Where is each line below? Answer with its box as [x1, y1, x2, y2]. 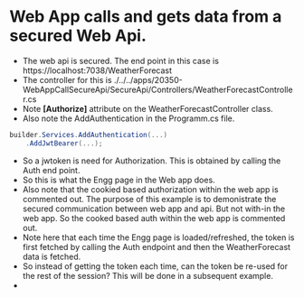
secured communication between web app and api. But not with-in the [22, 203, 286, 214]
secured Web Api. [9, 25, 147, 46]
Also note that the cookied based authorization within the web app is [22, 183, 279, 195]
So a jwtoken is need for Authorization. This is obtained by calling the [22, 155, 281, 166]
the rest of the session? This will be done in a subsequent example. [22, 270, 274, 281]
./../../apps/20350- [113, 74, 183, 85]
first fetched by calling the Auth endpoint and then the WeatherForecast [22, 241, 291, 252]
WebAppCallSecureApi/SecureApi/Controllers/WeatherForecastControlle [22, 84, 293, 95]
